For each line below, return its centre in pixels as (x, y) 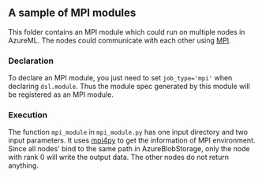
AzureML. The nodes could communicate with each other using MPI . (120, 40)
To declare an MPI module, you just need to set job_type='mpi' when (120, 78)
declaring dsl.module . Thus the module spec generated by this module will (129, 87)
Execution (28, 115)
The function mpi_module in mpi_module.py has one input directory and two (128, 132)
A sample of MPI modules (72, 13)
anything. (24, 165)
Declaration (31, 61)
